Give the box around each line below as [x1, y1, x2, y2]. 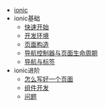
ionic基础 [13, 14, 40, 22]
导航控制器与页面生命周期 [24, 49, 98, 57]
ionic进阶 [13, 66, 40, 74]
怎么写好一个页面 [24, 75, 74, 83]
